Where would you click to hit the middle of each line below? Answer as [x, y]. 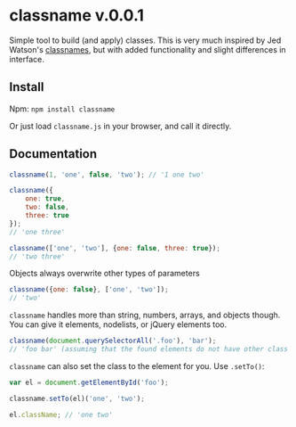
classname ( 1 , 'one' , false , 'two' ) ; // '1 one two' [107, 175]
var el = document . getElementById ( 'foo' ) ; [89, 382]
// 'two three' [37, 256]
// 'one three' [37, 232]
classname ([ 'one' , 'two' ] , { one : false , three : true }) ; [115, 248]
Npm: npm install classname [62, 109]
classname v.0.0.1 [77, 16]
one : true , [45, 199]
